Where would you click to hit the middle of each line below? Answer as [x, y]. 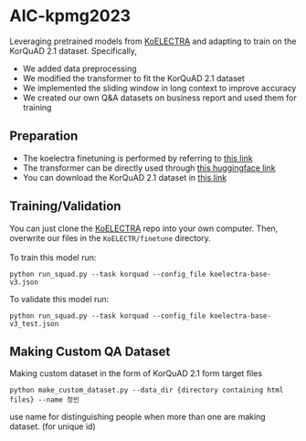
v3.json [24, 282]
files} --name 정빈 [45, 400]
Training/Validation [65, 206]
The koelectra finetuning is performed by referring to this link [137, 158]
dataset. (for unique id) [53, 426]
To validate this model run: [59, 299]
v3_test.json [34, 324]
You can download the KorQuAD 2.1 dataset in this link [124, 177]
